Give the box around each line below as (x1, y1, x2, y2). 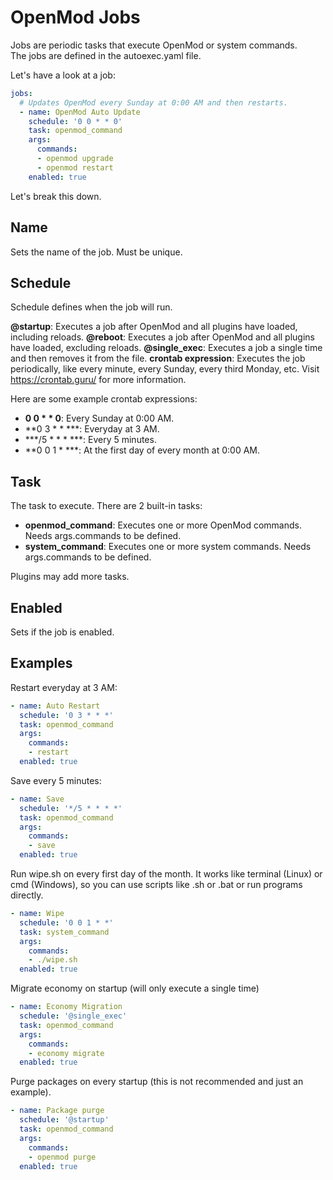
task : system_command (19, 927, 110, 937)
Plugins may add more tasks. (10, 571, 130, 583)
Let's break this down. (10, 190, 102, 202)
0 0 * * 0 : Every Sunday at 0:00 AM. (24, 412, 175, 425)
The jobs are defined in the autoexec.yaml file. (10, 49, 202, 61)
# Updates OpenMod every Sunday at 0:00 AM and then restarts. (19, 97, 288, 108)
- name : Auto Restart (10, 701, 101, 711)
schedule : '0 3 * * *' (19, 710, 114, 720)
